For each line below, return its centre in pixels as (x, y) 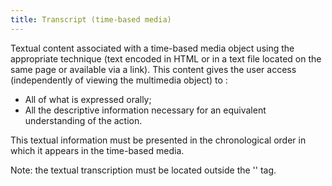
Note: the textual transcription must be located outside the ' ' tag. (143, 170)
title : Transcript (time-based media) (91, 19)
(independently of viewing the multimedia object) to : (119, 80)
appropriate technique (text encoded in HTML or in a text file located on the (166, 58)
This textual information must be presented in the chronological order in (158, 140)
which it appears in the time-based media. (97, 150)
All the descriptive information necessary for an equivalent (145, 110)
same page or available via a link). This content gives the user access (153, 69)
